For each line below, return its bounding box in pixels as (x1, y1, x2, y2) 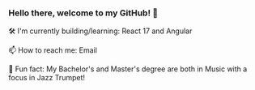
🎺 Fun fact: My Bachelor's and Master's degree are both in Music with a (8, 64, 248, 74)
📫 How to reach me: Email (8, 45, 97, 55)
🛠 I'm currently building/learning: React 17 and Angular (8, 26, 193, 36)
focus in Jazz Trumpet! (8, 73, 86, 83)
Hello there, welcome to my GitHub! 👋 (8, 7, 159, 19)
